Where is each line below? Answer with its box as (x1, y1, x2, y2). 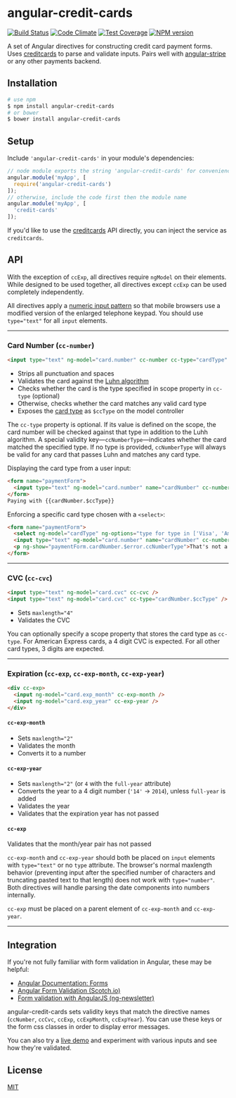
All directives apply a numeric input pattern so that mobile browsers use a (7, 301, 221, 309)
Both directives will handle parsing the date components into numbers (7, 883, 210, 892)
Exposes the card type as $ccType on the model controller (17, 407, 185, 415)
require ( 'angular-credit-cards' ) (13, 180, 112, 187)
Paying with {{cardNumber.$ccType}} (7, 497, 114, 505)
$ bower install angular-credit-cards (7, 116, 121, 123)
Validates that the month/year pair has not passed (7, 840, 152, 849)
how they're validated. (7, 1044, 72, 1052)
